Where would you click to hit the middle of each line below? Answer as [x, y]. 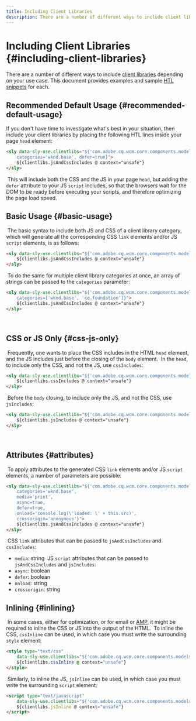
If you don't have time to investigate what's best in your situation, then [90, 129]
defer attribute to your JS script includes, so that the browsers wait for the [96, 186]
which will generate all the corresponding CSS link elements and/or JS [92, 236]
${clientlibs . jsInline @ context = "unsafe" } [70, 707]
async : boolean [32, 571]
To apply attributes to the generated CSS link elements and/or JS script [95, 469]
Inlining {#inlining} [41, 608]
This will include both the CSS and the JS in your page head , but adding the [97, 179]
